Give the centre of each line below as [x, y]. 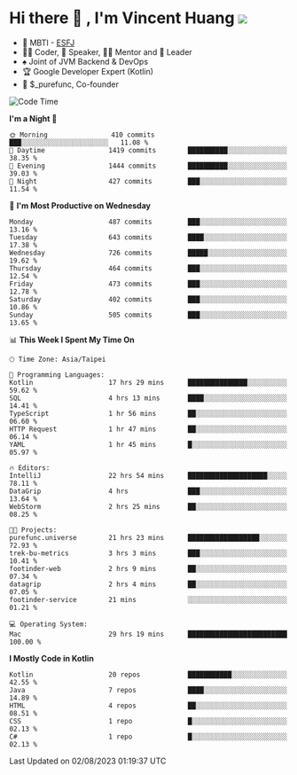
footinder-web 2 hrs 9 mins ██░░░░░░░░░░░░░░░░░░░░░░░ [148, 568]
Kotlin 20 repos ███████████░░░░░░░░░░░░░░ [148, 674]
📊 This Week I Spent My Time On [72, 340]
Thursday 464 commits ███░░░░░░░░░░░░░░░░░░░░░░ [148, 268]
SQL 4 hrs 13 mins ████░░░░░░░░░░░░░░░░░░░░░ [148, 398]
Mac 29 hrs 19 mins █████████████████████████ [148, 634]
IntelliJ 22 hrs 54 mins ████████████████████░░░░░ [148, 475]
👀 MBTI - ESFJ [48, 43]
